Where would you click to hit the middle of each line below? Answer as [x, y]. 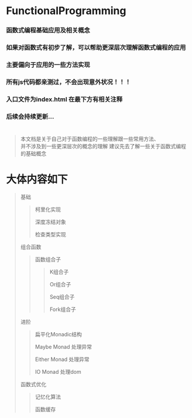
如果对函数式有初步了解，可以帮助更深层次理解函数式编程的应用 [96, 48]
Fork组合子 [63, 309]
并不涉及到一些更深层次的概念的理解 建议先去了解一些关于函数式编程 [103, 146]
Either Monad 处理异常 [62, 359]
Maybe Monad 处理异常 [64, 347]
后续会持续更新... [30, 116]
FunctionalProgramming [66, 11]
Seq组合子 [62, 297]
